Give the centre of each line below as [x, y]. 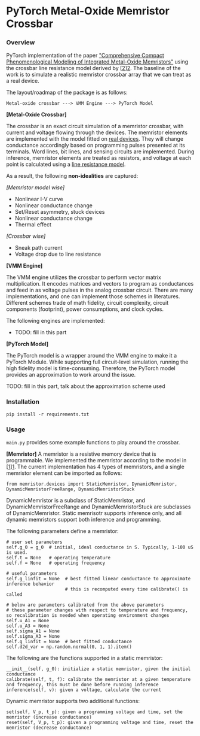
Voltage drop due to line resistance [58, 254]
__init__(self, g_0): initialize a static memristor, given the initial [99, 669]
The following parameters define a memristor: [62, 531]
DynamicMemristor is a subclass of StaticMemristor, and [76, 501]
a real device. [23, 81]
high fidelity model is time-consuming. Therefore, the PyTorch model [91, 368]
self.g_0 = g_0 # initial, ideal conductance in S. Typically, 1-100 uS [100, 547]
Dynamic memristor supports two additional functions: [73, 701]
